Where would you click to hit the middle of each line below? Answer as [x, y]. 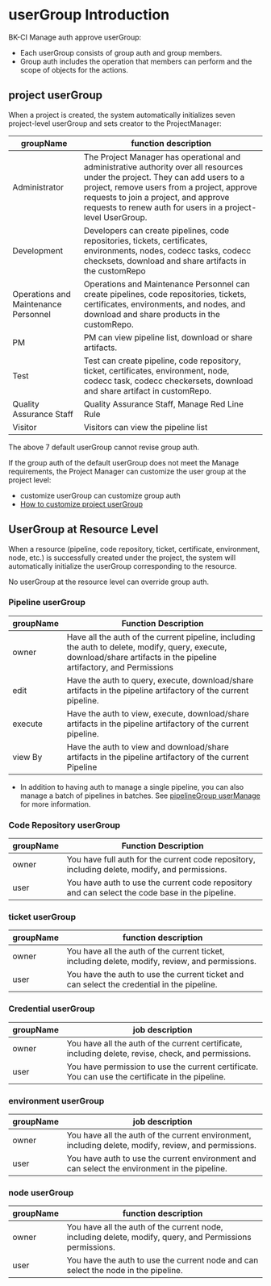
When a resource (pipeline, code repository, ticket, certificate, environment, [134, 549]
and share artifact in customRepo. [148, 390]
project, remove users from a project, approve [171, 187]
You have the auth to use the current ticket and [155, 975]
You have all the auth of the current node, [145, 1227]
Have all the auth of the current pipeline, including [161, 637]
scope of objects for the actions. [74, 69]
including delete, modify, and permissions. [147, 870]
